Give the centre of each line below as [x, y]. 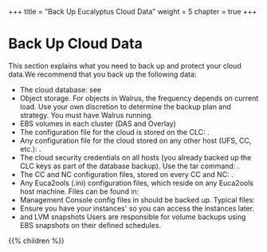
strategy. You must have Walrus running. [86, 115]
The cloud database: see [61, 89]
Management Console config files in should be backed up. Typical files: [137, 199]
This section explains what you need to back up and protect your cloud [125, 65]
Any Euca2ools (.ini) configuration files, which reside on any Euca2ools [136, 183]
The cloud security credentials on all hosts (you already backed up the [135, 157]
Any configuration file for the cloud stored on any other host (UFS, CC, [135, 140]
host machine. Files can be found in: [79, 191]
